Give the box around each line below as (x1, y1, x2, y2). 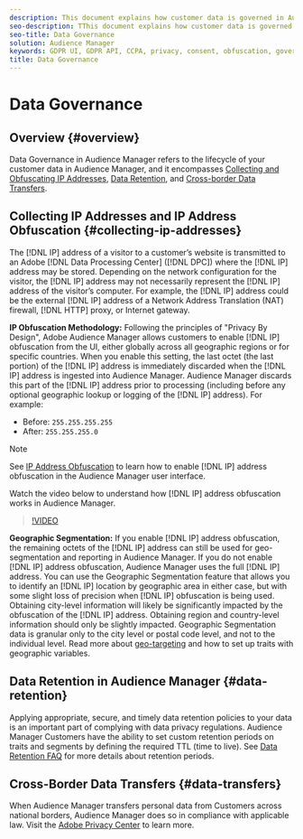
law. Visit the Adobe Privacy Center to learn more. (9, 819, 195, 831)
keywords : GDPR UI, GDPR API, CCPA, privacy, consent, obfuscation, (9, 47, 272, 56)
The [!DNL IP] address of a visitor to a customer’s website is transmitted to (9, 247, 286, 257)
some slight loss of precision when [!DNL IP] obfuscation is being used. (9, 590, 275, 601)
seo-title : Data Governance (9, 30, 115, 39)
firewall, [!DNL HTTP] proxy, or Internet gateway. (9, 304, 191, 315)
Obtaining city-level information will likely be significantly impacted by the (9, 600, 284, 611)
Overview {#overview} (9, 130, 140, 145)
